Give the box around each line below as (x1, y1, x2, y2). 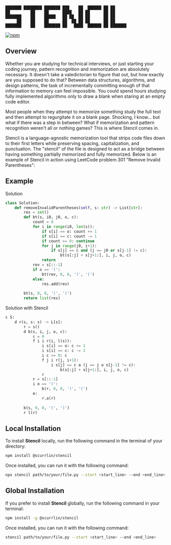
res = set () (23, 210, 50, 215)
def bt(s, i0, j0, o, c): (23, 215, 79, 220)
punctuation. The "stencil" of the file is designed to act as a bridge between (5, 145, 165, 152)
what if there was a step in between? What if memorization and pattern (5, 119, 155, 125)
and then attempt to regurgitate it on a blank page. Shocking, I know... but (5, 114, 160, 120)
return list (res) (23, 296, 60, 301)
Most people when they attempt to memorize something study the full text (5, 109, 161, 115)
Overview (5, 47, 37, 56)
